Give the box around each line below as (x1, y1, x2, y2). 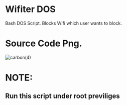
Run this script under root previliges (5, 92, 120, 100)
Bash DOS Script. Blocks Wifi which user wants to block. (5, 20, 122, 26)
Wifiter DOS (5, 4, 56, 15)
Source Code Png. (5, 38, 82, 49)
